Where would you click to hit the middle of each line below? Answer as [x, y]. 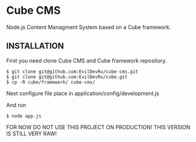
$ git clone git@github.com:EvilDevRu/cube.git [67, 77]
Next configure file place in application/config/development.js [83, 93]
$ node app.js [24, 116]
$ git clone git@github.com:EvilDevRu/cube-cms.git [72, 72]
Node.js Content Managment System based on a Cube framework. [89, 27]
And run [16, 105]
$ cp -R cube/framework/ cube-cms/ [51, 82]
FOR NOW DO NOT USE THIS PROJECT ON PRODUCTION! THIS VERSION [98, 127]
